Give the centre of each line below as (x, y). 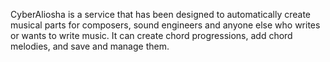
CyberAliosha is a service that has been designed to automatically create (160, 14)
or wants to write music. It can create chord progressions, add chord (151, 35)
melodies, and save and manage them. (90, 46)
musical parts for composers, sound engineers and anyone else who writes (165, 25)
